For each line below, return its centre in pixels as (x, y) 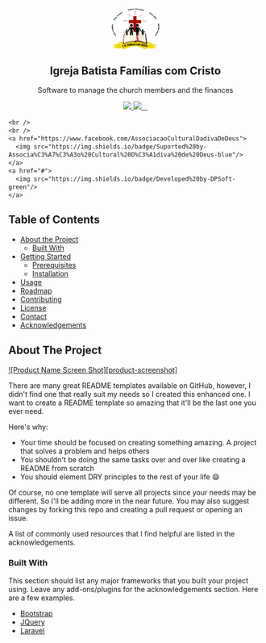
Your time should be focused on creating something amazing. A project (138, 442)
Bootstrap (36, 613)
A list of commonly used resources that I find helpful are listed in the (122, 533)
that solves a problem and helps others (85, 451)
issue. (18, 518)
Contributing (41, 299)
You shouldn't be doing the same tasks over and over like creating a (133, 459)
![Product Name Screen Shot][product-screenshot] (93, 370)
